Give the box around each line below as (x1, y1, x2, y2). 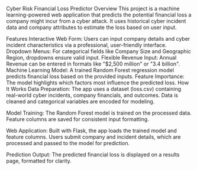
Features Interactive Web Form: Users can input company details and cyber (6, 35, 190, 42)
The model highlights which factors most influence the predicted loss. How (6, 79, 189, 86)
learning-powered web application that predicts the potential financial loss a (6, 11, 192, 18)
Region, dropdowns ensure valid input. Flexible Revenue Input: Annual (6, 54, 177, 61)
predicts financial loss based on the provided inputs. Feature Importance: (6, 73, 185, 80)
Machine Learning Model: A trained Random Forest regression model (6, 67, 175, 73)
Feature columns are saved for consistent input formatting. (6, 116, 149, 123)
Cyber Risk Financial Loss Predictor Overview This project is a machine (6, 5, 180, 12)
